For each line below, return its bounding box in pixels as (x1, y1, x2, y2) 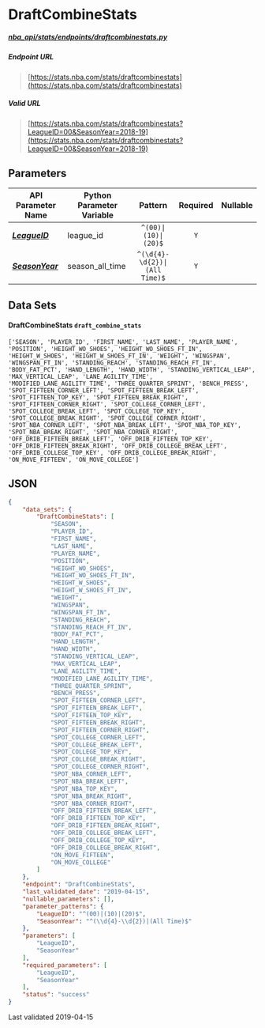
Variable (81, 210, 114, 221)
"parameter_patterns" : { (22, 902, 104, 910)
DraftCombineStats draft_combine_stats (8, 320, 142, 330)
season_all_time (67, 261, 126, 272)
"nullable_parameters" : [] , (22, 895, 114, 903)
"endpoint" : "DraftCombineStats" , (22, 880, 136, 889)
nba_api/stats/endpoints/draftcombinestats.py (8, 32, 168, 41)
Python (84, 190, 112, 201)
